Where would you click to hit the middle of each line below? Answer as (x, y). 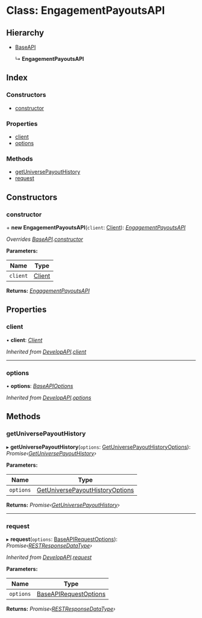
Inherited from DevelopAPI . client (46, 351)
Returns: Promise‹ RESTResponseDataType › (61, 608)
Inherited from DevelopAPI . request (49, 557)
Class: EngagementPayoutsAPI (86, 11)
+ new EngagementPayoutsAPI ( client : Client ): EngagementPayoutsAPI (96, 227)
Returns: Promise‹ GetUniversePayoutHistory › (63, 505)
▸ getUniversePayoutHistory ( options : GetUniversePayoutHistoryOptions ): (99, 447)
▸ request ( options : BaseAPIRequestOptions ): (62, 539)
